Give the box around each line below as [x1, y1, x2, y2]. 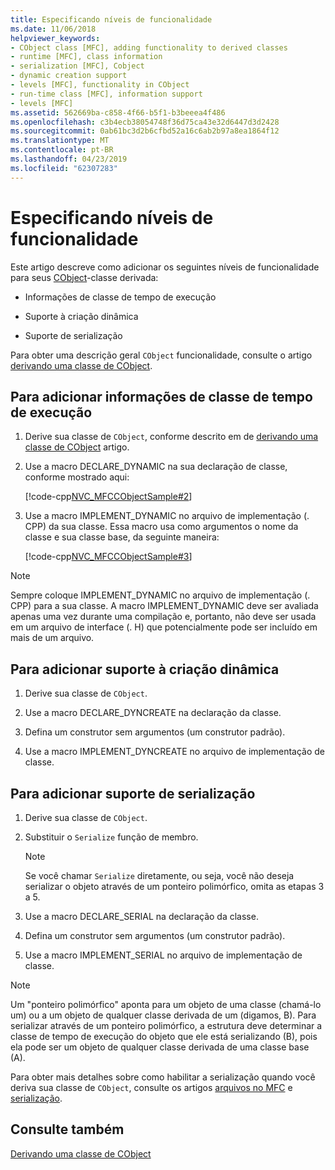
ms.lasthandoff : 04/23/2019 [10, 154, 128, 164]
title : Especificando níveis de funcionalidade [10, 14, 213, 25]
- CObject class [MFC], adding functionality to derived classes [10, 42, 288, 53]
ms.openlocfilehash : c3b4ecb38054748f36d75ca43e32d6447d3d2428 [10, 117, 280, 127]
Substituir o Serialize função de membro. [24, 831, 199, 843]
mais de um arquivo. [10, 632, 95, 644]
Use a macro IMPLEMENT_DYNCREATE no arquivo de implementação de [24, 746, 325, 758]
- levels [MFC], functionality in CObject [10, 80, 190, 90]
